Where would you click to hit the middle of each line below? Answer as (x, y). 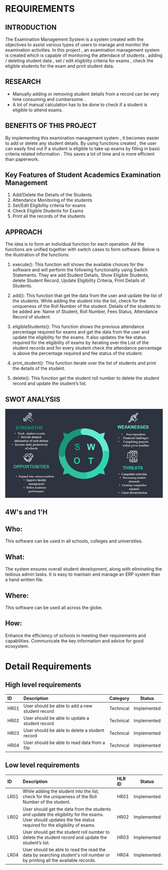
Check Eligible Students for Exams (48, 211)
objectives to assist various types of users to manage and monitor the (77, 45)
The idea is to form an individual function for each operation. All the (75, 244)
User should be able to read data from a (64, 743)
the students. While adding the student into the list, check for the (79, 301)
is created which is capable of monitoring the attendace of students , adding (84, 55)
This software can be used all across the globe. (54, 607)
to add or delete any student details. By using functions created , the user (81, 143)
